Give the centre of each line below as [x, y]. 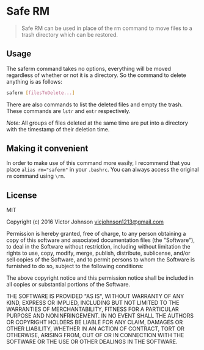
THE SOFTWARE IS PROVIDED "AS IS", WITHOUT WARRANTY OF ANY [95, 296]
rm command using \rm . [36, 176]
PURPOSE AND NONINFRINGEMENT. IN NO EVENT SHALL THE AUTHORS [100, 316]
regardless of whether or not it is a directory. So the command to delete [96, 75]
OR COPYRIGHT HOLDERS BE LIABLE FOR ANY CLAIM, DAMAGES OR [95, 323]
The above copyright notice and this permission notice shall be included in [100, 278]
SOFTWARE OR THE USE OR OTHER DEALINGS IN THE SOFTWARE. [92, 342]
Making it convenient [47, 149]
